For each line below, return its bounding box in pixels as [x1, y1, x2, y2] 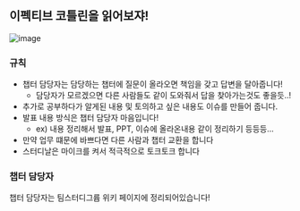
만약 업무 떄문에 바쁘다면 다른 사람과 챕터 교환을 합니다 [21, 135, 214, 146]
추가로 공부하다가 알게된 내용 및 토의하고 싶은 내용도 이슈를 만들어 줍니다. [21, 101, 279, 112]
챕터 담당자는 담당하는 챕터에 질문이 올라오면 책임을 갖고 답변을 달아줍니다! [21, 79, 284, 89]
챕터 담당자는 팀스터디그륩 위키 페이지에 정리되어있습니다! [9, 192, 210, 203]
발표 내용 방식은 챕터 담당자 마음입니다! [21, 113, 159, 123]
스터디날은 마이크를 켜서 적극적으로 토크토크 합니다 [21, 146, 200, 156]
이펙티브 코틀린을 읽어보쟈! [9, 8, 150, 24]
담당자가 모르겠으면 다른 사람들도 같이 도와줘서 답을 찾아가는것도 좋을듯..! [35, 90, 292, 101]
